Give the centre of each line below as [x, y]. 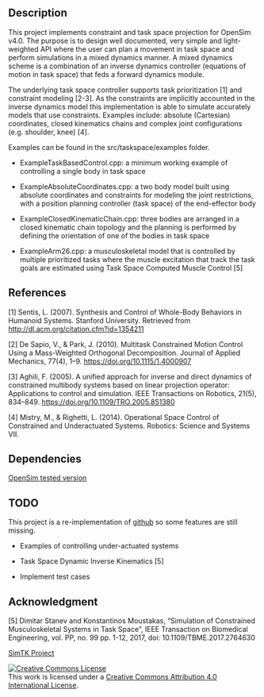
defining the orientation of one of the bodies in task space [115, 235]
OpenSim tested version [48, 478]
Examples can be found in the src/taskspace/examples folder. [109, 147]
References [37, 293]
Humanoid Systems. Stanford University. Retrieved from [99, 320]
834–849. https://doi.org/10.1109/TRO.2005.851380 [92, 402]
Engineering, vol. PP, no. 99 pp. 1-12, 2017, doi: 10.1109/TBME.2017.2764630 [132, 637]
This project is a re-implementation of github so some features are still [123, 522]
